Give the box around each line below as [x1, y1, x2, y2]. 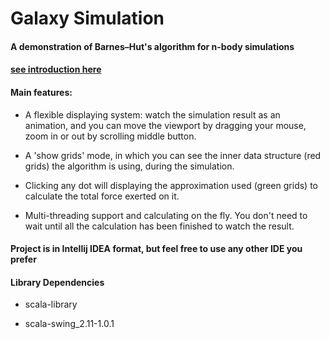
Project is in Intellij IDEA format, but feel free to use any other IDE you [10, 243, 303, 255]
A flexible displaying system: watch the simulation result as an [24, 108, 281, 121]
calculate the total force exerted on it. [24, 190, 180, 202]
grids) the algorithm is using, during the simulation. [24, 160, 235, 172]
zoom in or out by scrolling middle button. [24, 130, 197, 142]
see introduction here [10, 63, 102, 76]
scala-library [24, 298, 78, 311]
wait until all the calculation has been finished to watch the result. [24, 220, 295, 232]
